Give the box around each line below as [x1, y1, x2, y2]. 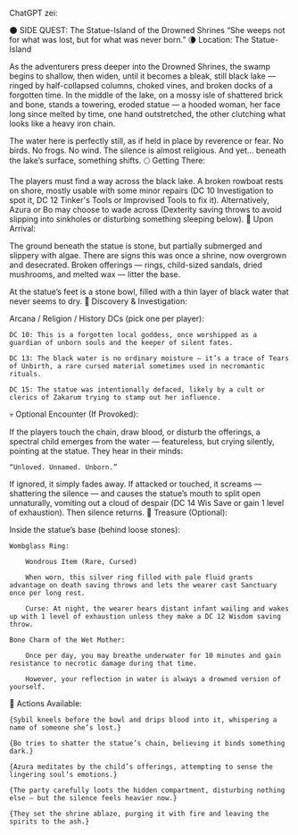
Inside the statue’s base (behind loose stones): [9, 525, 181, 535]
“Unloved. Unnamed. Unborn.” [9, 463, 118, 472]
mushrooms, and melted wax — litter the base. [9, 269, 181, 280]
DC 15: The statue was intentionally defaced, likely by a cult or [9, 385, 266, 394]
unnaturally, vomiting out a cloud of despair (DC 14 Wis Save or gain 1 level [9, 498, 285, 508]
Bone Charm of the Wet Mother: [9, 636, 126, 645]
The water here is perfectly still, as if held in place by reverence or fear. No [9, 136, 284, 146]
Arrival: [9, 224, 37, 233]
